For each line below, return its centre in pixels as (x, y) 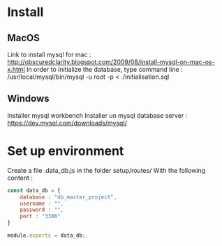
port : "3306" (40, 217)
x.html (16, 69)
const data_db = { (34, 190)
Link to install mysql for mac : (49, 54)
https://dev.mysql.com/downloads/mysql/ (67, 123)
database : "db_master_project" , (68, 197)
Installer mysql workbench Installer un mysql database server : (97, 115)
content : (20, 178)
